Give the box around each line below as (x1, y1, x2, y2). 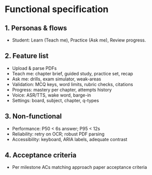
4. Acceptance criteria (5, 151, 77, 160)
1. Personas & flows (5, 24, 67, 32)
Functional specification (5, 4, 109, 15)
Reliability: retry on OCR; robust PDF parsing (12, 130, 105, 137)
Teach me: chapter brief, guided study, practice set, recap (12, 70, 133, 76)
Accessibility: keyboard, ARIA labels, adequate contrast (12, 136, 127, 142)
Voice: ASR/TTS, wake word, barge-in (12, 92, 91, 98)
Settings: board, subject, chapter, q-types (12, 97, 99, 103)
